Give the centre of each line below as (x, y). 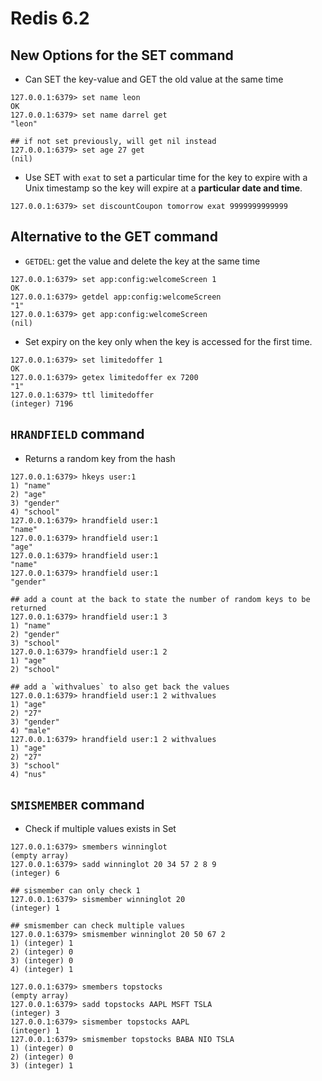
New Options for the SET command (122, 55)
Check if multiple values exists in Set (100, 829)
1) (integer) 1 (42, 943)
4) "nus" (28, 774)
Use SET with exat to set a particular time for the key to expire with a (166, 177)
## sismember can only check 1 (75, 891)
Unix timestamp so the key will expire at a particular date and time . (163, 188)
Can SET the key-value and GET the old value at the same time (154, 79)
